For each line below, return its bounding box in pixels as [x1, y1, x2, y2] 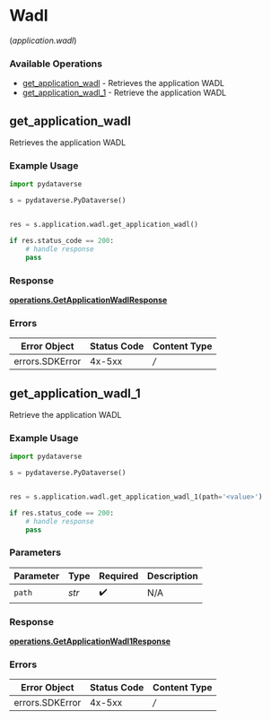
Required [98, 569, 139, 582]
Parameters [9, 546, 61, 559]
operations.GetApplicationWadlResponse [9, 294, 168, 305]
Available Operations [9, 57, 103, 70]
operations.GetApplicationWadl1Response [9, 636, 171, 646]
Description [146, 569, 199, 582]
